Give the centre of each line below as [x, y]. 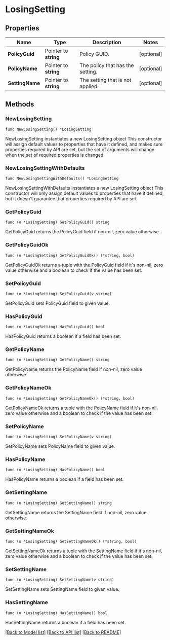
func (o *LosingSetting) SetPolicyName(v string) [59, 437]
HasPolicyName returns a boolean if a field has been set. [65, 479]
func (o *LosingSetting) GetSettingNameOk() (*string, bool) [71, 541]
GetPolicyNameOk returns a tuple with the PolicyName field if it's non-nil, [82, 408]
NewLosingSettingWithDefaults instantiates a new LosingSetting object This [84, 188]
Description [107, 42]
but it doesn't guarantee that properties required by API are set [71, 198]
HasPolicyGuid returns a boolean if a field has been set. [63, 336]
